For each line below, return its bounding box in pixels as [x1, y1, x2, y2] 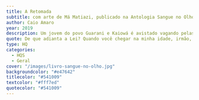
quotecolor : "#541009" [6, 85, 62, 91]
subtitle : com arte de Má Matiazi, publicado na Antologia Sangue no [6, 14, 182, 20]
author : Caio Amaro [6, 19, 54, 25]
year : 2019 [6, 25, 33, 31]
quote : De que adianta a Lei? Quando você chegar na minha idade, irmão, [6, 36, 192, 42]
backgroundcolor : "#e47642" [6, 69, 76, 75]
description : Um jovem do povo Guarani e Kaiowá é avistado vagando [6, 31, 179, 36]
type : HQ [6, 42, 28, 48]
